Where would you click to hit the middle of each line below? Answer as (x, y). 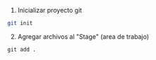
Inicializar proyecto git (50, 10)
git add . (22, 49)
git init (20, 23)
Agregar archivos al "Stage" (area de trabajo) (83, 36)
